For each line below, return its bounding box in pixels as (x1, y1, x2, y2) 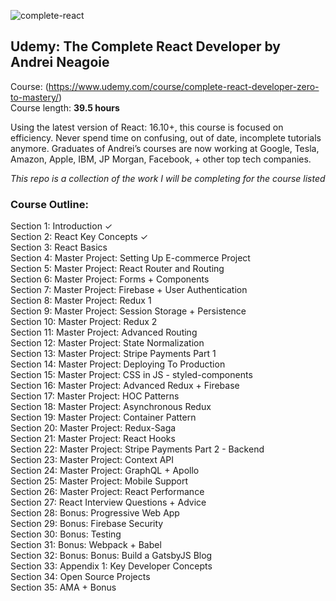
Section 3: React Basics (10, 241, 108, 254)
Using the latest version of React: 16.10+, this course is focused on (10, 121, 284, 133)
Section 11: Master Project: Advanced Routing (10, 326, 198, 339)
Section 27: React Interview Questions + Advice (10, 496, 207, 509)
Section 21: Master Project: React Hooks (10, 433, 176, 445)
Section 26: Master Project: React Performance (10, 486, 205, 498)
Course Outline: (10, 197, 89, 211)
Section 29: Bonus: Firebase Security (10, 518, 164, 530)
